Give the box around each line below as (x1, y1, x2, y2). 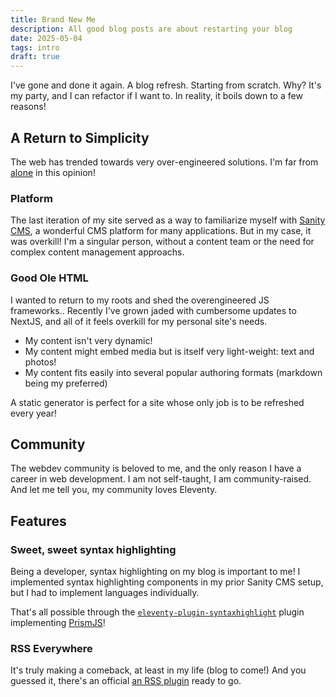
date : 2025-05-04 (10, 33, 83, 43)
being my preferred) (24, 377, 108, 389)
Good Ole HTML (10, 271, 89, 285)
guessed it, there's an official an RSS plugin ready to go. (10, 675, 242, 687)
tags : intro (10, 42, 60, 53)
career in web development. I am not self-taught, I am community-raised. (10, 473, 312, 485)
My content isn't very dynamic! (24, 334, 153, 346)
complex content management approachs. (10, 246, 185, 258)
